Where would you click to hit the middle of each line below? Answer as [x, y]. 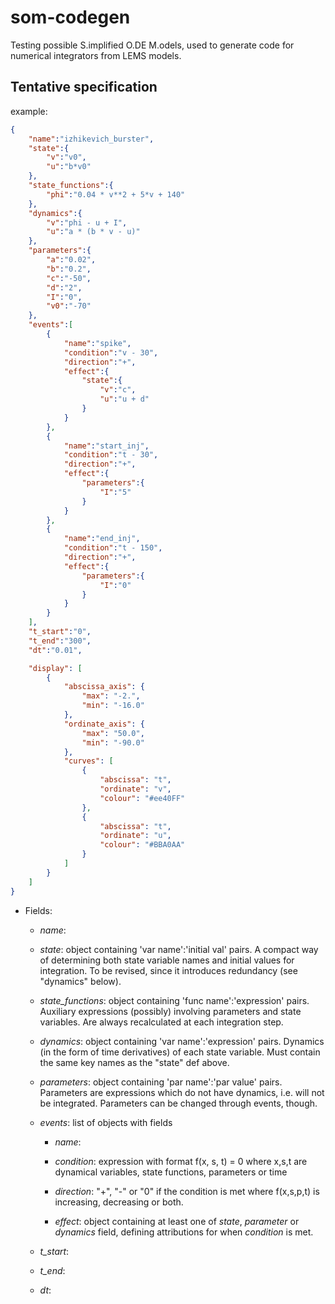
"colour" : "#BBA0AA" [142, 845]
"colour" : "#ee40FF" [142, 798]
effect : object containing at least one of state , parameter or [177, 1221]
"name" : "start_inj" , [106, 446]
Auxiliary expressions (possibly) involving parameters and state [170, 1011]
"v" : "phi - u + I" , [87, 222]
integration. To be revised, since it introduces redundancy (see [168, 970]
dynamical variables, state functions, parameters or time [171, 1172]
